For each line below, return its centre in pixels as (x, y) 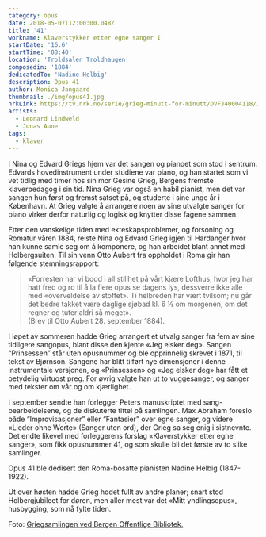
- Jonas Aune (37, 126)
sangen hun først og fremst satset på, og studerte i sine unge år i (114, 197)
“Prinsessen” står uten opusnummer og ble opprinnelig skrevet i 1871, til (125, 353)
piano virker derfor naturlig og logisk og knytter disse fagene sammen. (123, 214)
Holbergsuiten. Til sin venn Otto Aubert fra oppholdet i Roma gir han (119, 255)
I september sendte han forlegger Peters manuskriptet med (105, 402)
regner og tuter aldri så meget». (80, 312)
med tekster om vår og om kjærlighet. (70, 386)
